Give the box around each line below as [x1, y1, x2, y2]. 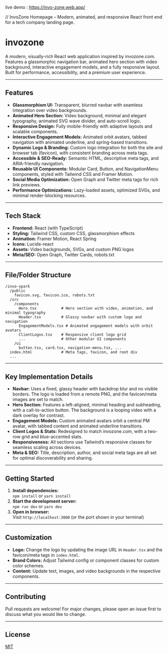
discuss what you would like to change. [5, 611, 86, 617]
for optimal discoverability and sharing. [12, 455, 93, 461]
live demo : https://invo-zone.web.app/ [5, 5, 85, 10]
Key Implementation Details [5, 372, 93, 381]
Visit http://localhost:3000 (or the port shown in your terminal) [12, 514, 144, 520]
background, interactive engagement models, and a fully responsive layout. [5, 64, 160, 70]
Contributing [5, 592, 46, 601]
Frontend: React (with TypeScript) [12, 225, 83, 231]
